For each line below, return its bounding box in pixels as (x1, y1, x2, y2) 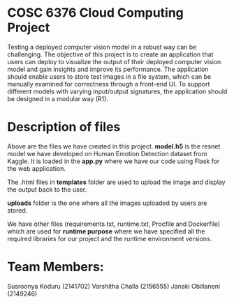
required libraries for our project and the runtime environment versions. (7, 234, 212, 243)
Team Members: (7, 259, 104, 275)
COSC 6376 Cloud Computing (7, 5, 184, 21)
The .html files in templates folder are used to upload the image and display (7, 178, 226, 186)
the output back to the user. (7, 185, 87, 193)
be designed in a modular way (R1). (7, 94, 108, 102)
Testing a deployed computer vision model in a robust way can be (7, 43, 197, 51)
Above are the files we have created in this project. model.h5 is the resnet (7, 142, 221, 151)
